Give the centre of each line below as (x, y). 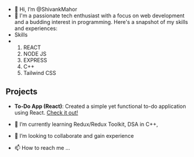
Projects (22, 92)
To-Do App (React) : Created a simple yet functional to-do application (100, 106)
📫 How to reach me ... (42, 147)
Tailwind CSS (40, 73)
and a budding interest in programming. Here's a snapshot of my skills (101, 22)
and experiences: (36, 28)
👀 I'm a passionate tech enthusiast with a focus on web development (99, 16)
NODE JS (35, 54)
